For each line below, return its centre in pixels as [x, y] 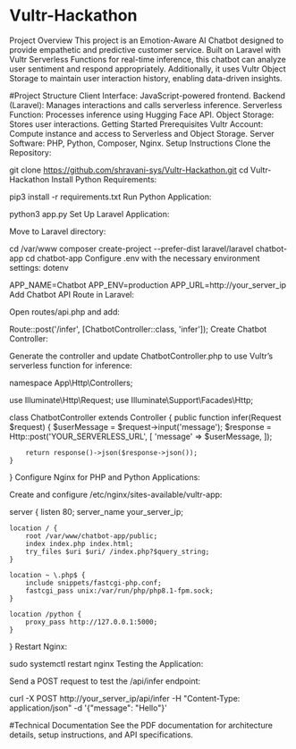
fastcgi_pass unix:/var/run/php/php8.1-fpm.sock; [120, 591]
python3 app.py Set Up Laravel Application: [89, 214]
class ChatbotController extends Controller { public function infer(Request [145, 417]
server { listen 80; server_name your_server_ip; [97, 511]
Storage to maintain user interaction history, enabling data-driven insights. [146, 78]
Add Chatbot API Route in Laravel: [72, 294]
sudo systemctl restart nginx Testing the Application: [106, 663]
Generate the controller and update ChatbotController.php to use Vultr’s [141, 356]
